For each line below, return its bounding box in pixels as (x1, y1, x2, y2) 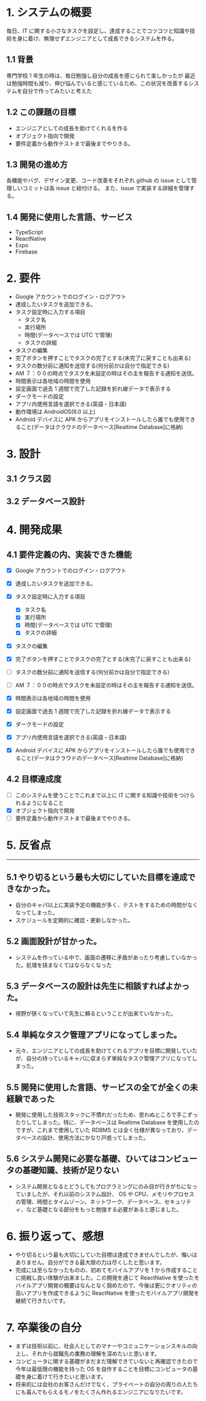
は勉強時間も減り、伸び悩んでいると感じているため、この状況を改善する (6, 79, 189, 87)
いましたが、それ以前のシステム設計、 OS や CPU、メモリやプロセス (20, 1190, 195, 1197)
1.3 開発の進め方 (6, 159, 69, 169)
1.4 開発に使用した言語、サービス (6, 212, 133, 222)
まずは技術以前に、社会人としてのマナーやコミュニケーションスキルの (15, 1342, 193, 1349)
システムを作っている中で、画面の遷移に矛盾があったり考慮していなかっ (15, 954, 197, 961)
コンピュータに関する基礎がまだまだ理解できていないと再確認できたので (15, 1357, 198, 1365)
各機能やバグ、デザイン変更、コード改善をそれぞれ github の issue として (6, 177, 192, 184)
